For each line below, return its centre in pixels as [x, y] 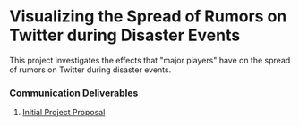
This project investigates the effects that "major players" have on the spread [150, 60]
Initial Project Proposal [64, 113]
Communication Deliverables [74, 93]
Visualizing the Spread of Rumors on [148, 17]
